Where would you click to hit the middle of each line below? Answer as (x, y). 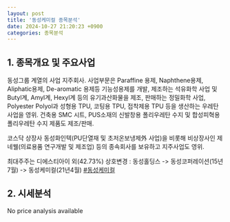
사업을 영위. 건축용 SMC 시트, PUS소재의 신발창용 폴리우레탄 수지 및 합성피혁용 (114, 115)
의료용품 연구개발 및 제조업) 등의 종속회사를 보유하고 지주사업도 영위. (112, 147)
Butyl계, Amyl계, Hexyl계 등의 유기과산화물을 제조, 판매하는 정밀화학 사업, (106, 98)
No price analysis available (45, 210)
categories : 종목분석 (35, 33)
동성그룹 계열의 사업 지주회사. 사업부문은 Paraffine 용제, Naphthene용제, (105, 81)
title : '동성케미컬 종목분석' (44, 20)
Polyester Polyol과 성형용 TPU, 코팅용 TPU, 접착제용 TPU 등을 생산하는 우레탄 (113, 106)
